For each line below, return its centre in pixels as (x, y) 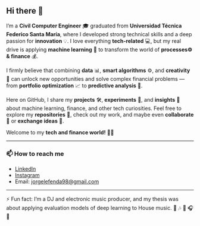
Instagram (27, 175)
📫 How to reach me (35, 153)
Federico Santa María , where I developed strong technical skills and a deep (99, 34)
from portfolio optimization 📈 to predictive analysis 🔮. (74, 85)
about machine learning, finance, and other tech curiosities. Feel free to (94, 108)
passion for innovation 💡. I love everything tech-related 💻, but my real (94, 41)
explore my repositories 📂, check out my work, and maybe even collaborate (100, 114)
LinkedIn (25, 169)
